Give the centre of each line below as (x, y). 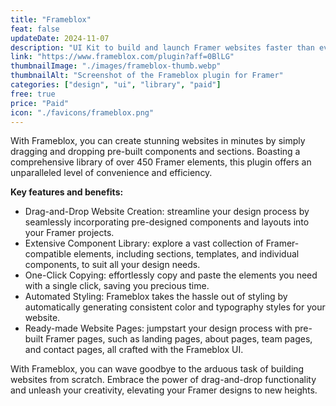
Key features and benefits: (67, 192)
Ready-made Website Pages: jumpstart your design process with (158, 328)
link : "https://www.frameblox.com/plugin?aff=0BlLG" (122, 57)
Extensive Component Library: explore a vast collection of (144, 243)
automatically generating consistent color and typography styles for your (175, 307)
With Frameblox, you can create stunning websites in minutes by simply (158, 141)
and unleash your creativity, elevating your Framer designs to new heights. (164, 390)
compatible (48, 254)
